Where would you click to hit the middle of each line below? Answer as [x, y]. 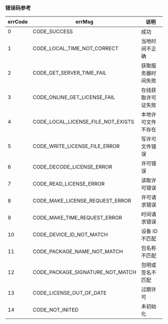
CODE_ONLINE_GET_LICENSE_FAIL [74, 97]
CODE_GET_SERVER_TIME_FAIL [69, 73]
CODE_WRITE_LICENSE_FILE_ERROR [76, 146]
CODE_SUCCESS [53, 32]
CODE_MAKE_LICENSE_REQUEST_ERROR [82, 201]
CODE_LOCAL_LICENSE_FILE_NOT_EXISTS [83, 122]
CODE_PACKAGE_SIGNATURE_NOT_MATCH [84, 272]
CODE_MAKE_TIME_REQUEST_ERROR [77, 218]
